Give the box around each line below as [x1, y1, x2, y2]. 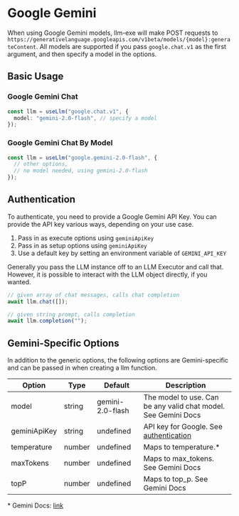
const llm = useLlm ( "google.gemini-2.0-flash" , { [7, 154, 158, 161]
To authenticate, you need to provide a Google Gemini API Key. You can [7, 212, 217, 221]
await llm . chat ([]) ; [7, 298, 69, 305]
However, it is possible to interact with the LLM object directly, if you [7, 270, 208, 279]
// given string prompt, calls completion [7, 311, 135, 318]
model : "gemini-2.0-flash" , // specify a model [14, 114, 158, 122]
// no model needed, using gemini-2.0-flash [14, 167, 148, 175]
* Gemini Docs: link [7, 501, 64, 510]
